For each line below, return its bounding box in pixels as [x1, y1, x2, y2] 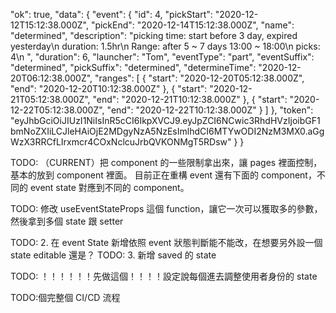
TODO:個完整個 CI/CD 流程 [10, 292, 121, 303]
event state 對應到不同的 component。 [29, 182, 190, 193]
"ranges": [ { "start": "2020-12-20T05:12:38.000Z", [94, 72, 305, 84]
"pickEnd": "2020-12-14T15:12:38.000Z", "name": [90, 19, 295, 31]
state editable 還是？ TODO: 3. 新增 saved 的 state [10, 249, 217, 261]
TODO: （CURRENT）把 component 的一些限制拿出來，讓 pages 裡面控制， [10, 157, 323, 168]
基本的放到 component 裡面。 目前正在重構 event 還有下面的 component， [10, 169, 317, 181]
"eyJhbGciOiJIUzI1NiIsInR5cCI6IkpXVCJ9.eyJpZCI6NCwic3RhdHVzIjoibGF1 [10, 115, 321, 126]
